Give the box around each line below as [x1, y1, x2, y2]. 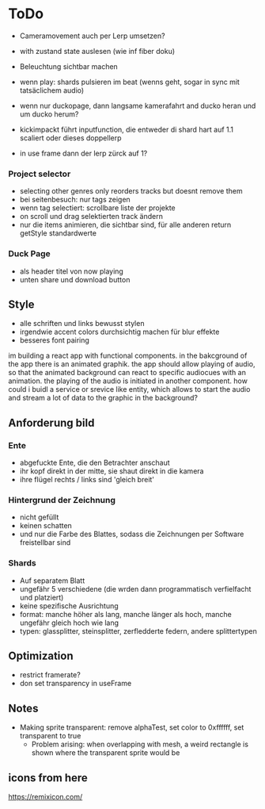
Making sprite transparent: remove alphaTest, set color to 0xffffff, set [19, 723, 244, 732]
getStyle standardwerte [19, 228, 97, 238]
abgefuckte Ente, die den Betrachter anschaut [19, 458, 170, 468]
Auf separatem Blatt [19, 576, 85, 585]
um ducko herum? [19, 109, 79, 119]
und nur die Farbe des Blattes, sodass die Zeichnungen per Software [19, 529, 244, 539]
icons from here [8, 771, 89, 784]
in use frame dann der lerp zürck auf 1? [19, 148, 148, 158]
